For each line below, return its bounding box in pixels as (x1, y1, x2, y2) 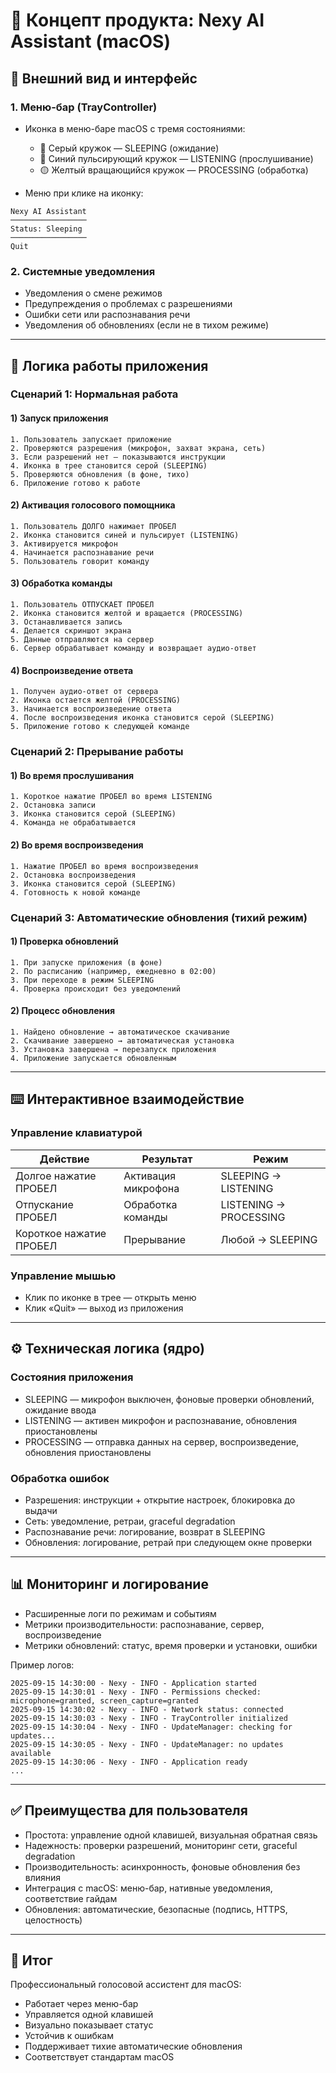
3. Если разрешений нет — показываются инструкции (10, 452, 226, 462)
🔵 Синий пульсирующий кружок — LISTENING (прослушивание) (39, 152, 314, 164)
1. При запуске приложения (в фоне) (10, 957, 163, 968)
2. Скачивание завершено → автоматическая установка (10, 1035, 235, 1046)
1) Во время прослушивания (10, 769, 135, 781)
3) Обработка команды (10, 577, 113, 589)
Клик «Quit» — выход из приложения (24, 1302, 184, 1314)
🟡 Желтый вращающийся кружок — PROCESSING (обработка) (39, 164, 309, 176)
